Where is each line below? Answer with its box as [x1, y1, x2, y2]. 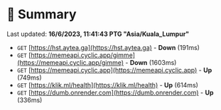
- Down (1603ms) [125, 58, 177, 66]
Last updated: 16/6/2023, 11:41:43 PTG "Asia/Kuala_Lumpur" [6, 30, 190, 38]
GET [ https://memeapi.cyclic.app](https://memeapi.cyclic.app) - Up [16, 66, 212, 74]
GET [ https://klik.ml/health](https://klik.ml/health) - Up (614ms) [16, 80, 198, 89]
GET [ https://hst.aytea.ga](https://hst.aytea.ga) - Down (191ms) [16, 43, 200, 51]
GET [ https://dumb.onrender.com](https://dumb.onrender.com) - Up [16, 88, 214, 97]
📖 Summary [6, 6, 77, 23]
